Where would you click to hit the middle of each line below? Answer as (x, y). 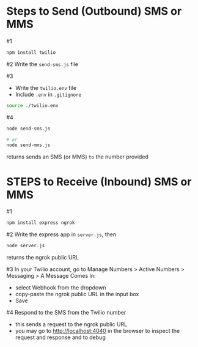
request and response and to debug (60, 337)
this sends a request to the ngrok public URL (71, 324)
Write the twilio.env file (46, 88)
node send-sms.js (28, 129)
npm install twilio (31, 52)
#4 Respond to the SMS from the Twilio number (66, 312)
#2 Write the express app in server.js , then (61, 234)
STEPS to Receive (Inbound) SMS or (99, 181)
